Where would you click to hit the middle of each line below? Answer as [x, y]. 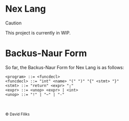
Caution [13, 23]
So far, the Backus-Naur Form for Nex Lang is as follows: [65, 67]
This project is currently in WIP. [38, 33]
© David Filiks [18, 114]
